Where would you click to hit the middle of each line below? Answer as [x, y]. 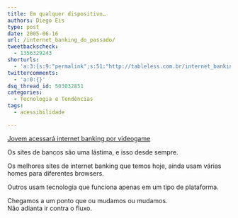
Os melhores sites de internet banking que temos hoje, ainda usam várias [114, 166]
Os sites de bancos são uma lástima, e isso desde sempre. [93, 152]
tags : [15, 106]
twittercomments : [33, 73]
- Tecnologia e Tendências [53, 99]
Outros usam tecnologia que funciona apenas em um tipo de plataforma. [113, 187]
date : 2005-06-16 [33, 34]
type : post [23, 27]
